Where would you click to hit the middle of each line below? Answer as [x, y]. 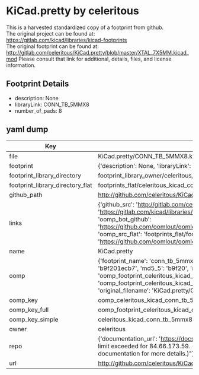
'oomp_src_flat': [120, 234]
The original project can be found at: [51, 33]
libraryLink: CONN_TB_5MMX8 [52, 104]
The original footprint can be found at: [52, 46]
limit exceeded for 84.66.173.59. [144, 346]
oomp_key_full [29, 310]
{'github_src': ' [118, 204]
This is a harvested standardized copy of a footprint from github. [85, 27]
